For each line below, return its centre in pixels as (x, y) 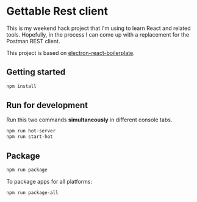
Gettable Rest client (57, 11)
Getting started (36, 72)
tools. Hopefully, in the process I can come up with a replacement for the (98, 34)
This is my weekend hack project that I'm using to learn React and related (99, 28)
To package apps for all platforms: (49, 181)
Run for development (47, 105)
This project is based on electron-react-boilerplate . (71, 52)
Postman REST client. (33, 41)
